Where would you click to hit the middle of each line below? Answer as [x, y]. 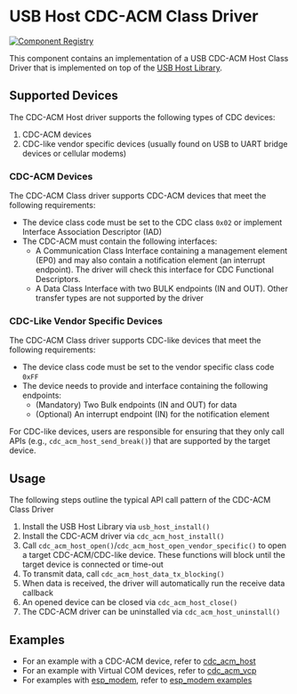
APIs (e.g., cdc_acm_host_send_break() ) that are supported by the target [140, 441]
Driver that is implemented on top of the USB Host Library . [116, 68]
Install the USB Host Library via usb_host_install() [116, 527]
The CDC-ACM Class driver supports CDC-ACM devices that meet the [138, 196]
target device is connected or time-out [93, 565]
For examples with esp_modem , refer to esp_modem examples [137, 680]
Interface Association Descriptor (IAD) [92, 232]
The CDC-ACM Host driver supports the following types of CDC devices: [142, 117]
